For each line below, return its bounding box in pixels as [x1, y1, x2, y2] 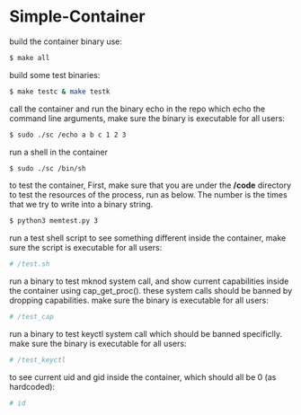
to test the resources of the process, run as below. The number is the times [9, 190, 288, 200]
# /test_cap [9, 313, 54, 322]
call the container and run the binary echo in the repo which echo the [9, 103, 266, 114]
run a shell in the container [9, 146, 108, 157]
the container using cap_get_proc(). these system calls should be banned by [9, 286, 293, 296]
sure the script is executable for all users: [9, 243, 163, 253]
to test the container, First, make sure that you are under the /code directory [9, 180, 292, 190]
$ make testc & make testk [9, 87, 111, 96]
